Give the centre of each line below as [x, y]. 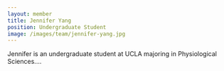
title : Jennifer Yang [39, 21]
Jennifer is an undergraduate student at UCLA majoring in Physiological [112, 54]
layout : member [30, 14]
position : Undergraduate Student [57, 27]
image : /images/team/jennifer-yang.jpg [66, 34]
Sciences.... [25, 62]
